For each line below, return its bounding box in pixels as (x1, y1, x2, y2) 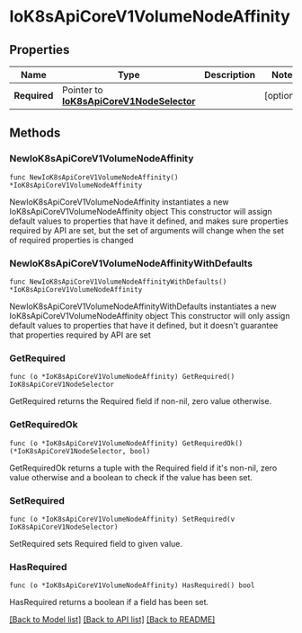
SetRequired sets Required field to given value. (9, 538, 182, 549)
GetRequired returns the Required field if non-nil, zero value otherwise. (9, 396, 272, 407)
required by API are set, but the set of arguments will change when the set (9, 224, 285, 235)
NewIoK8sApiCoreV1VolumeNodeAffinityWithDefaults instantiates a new (9, 301, 277, 312)
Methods (9, 126, 61, 141)
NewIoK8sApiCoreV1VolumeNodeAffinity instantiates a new (9, 196, 229, 207)
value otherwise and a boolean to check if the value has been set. (9, 471, 253, 482)
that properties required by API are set (9, 330, 151, 340)
